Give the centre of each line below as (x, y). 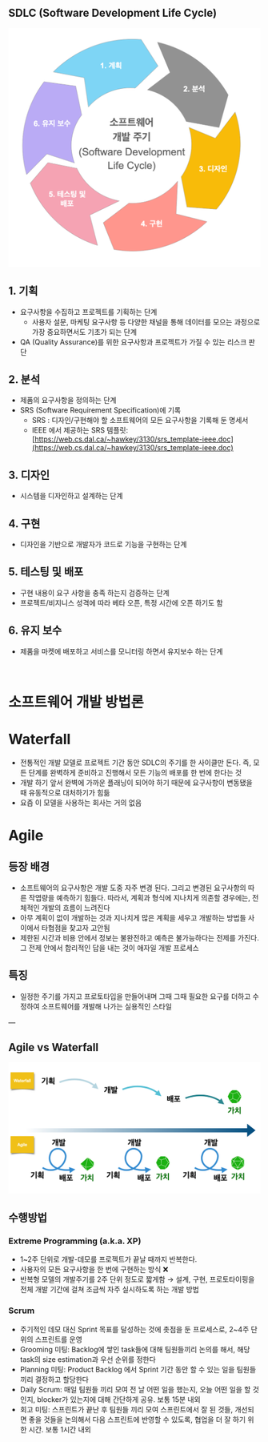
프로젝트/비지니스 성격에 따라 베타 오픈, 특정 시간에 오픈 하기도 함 (121, 602)
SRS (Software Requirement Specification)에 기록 (100, 410)
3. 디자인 (29, 475)
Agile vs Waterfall (53, 1047)
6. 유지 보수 (35, 631)
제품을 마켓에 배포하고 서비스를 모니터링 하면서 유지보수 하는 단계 (121, 651)
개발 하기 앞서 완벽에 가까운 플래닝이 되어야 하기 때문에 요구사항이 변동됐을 (136, 782)
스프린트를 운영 (58, 1339)
